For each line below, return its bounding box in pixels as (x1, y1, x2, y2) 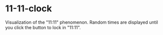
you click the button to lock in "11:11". (5, 24, 81, 30)
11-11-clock (5, 3, 52, 14)
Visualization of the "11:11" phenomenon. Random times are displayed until (5, 19, 158, 25)
